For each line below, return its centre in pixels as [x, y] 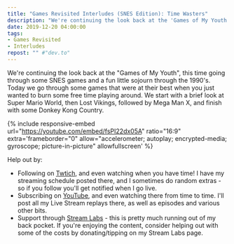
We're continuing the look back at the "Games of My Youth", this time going [116, 73]
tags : [15, 33]
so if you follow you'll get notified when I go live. [87, 188]
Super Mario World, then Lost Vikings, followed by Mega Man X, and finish [115, 102]
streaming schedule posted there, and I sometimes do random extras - [119, 180]
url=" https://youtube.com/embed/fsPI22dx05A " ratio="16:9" [94, 131]
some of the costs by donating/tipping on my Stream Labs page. [110, 233]
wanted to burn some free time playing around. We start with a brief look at [116, 95]
